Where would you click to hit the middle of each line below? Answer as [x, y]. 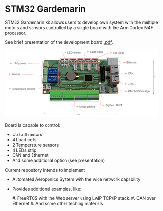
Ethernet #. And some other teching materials [57, 203]
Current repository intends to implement [45, 170]
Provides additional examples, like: [47, 189]
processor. [16, 33]
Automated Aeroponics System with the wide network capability [76, 179]
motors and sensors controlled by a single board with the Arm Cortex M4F [79, 27]
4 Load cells [24, 139]
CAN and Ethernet [30, 155]
